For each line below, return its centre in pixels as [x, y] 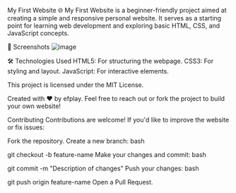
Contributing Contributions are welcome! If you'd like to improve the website [118, 120]
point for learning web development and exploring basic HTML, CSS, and [114, 25]
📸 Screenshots [29, 47]
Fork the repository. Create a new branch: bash [76, 141]
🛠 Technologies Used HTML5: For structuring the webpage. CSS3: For [111, 61]
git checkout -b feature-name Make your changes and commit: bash [107, 154]
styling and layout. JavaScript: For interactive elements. [88, 71]
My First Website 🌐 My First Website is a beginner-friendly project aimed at [117, 10]
